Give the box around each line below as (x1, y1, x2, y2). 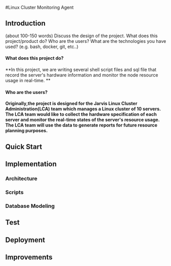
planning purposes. (5, 128, 48, 134)
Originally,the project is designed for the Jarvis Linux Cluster (5, 101, 138, 107)
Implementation (5, 160, 57, 168)
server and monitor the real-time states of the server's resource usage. (5, 117, 160, 123)
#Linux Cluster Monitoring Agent (5, 5, 74, 10)
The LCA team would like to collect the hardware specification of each (5, 111, 157, 117)
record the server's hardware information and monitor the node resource (5, 72, 158, 78)
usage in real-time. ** (5, 78, 51, 84)
